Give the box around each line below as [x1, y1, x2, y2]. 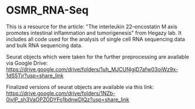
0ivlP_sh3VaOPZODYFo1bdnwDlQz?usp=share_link [6, 95, 129, 103]
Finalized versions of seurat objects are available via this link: [6, 83, 154, 90]
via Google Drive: [6, 60, 48, 67]
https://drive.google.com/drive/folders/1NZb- [6, 90, 116, 97]
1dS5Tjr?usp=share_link [6, 72, 64, 79]
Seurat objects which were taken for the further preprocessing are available [6, 53, 189, 60]
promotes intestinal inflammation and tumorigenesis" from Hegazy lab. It [6, 29, 182, 36]
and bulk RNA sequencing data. [6, 42, 83, 49]
